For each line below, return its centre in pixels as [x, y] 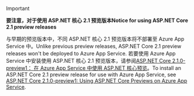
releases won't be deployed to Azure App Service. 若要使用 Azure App [91, 54]
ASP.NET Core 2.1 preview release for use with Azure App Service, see [91, 74]
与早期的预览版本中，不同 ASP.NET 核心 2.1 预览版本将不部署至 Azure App [95, 39]
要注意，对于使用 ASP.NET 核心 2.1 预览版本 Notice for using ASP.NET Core [97, 20]
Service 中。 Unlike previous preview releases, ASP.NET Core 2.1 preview [94, 46]
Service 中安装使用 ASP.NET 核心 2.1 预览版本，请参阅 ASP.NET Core [89, 61]
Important [18, 8]
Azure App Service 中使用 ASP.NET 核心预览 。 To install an [110, 68]
